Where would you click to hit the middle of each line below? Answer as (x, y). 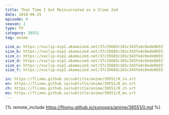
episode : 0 (17, 19)
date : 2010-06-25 (23, 14)
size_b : (13, 51)
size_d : (13, 60)
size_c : (13, 56)
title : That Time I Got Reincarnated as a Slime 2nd (62, 10)
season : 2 (16, 24)
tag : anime (17, 38)
